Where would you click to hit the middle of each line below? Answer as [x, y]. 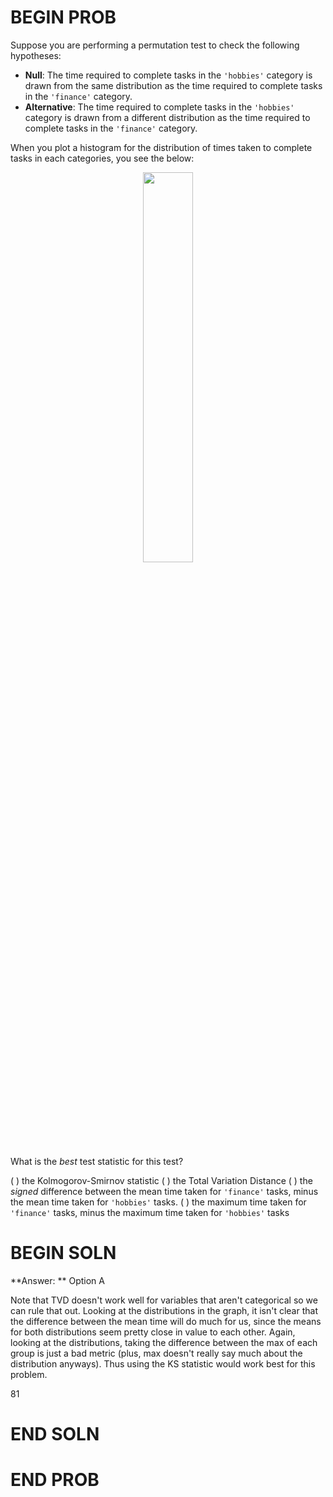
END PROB [55, 1480]
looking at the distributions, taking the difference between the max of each [164, 1342]
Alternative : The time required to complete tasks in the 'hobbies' [159, 107]
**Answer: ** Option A [57, 1280]
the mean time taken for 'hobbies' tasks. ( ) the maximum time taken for [158, 1202]
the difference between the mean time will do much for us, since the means [166, 1321]
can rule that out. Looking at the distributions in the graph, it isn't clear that [164, 1310]
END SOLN [55, 1434]
